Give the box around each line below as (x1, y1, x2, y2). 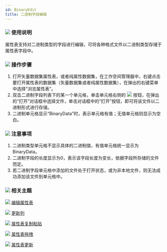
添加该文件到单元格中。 (16, 174, 65, 180)
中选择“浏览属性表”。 (12, 86, 56, 92)
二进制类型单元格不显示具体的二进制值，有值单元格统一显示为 (12, 142, 139, 149)
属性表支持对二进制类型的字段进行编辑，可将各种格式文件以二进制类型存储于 (5, 41, 162, 47)
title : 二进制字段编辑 (5, 12, 47, 17)
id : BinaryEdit (5, 7, 37, 12)
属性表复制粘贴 (11, 220, 42, 226)
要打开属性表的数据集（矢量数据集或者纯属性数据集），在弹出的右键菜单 (12, 80, 159, 86)
